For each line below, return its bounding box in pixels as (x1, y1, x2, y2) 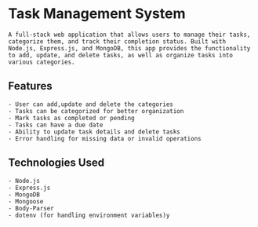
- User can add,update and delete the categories (8, 100, 174, 108)
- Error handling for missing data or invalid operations (8, 134, 202, 142)
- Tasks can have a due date (8, 121, 104, 129)
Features (8, 79, 53, 93)
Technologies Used (8, 156, 104, 170)
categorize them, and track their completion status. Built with (8, 37, 226, 46)
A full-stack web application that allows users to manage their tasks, (8, 31, 251, 38)
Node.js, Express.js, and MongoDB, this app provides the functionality (8, 44, 251, 52)
